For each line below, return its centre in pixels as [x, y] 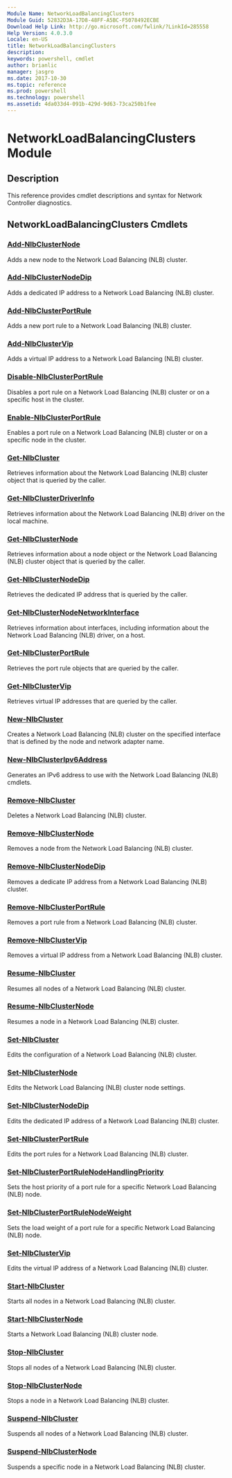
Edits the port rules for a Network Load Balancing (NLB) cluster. [98, 1154]
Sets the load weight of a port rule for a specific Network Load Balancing [111, 1227]
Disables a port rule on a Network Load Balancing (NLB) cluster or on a [108, 392]
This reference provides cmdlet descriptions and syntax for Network [105, 195]
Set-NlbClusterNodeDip [48, 1106]
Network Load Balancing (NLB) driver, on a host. [76, 635]
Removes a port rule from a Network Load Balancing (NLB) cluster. [102, 922]
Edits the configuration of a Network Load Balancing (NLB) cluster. [102, 1055]
